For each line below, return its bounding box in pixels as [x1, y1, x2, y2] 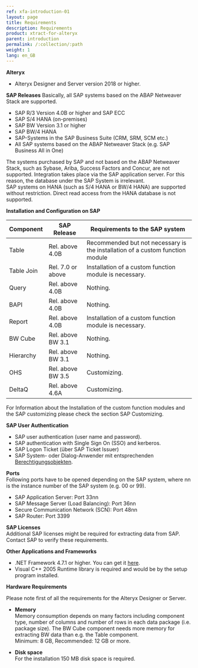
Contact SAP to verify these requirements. [6, 536, 109, 543]
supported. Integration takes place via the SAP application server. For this [6, 170, 185, 177]
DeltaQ [9, 385, 28, 393]
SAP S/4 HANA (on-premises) [14, 116, 88, 123]
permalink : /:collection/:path [6, 42, 83, 48]
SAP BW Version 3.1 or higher [14, 121, 87, 129]
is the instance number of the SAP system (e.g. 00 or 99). [6, 482, 146, 489]
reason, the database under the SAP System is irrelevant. [6, 177, 145, 184]
